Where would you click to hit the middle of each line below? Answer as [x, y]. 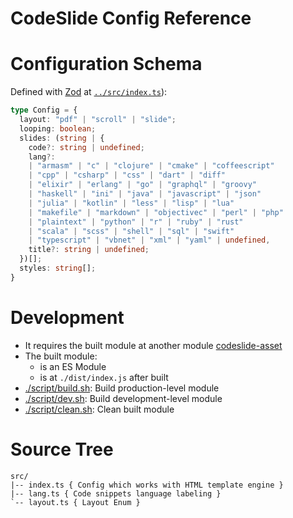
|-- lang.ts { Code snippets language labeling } [116, 493]
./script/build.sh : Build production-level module [122, 388]
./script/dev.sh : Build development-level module [123, 398]
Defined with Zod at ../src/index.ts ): [89, 92]
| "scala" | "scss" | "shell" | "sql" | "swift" [131, 231]
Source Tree [62, 449]
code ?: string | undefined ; [86, 147]
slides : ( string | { [62, 138]
